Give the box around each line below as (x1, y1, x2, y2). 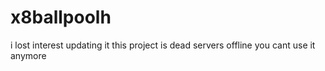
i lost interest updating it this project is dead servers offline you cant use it (10, 39, 316, 51)
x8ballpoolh (10, 6, 112, 29)
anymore (10, 49, 47, 61)
